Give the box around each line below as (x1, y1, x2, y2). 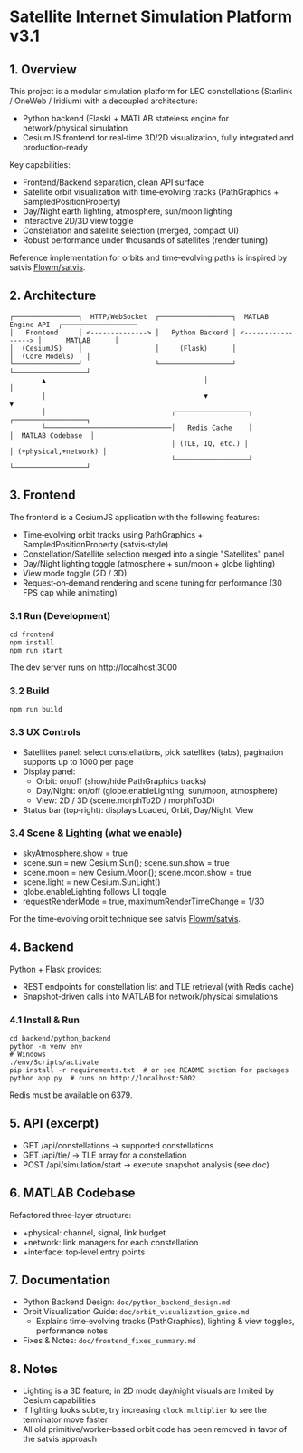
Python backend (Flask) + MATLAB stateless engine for (22, 113, 229, 123)
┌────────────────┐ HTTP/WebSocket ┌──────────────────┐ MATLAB (9, 312, 270, 321)
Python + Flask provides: (9, 964, 102, 974)
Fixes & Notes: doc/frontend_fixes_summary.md (22, 1335, 196, 1346)
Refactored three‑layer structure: (9, 1209, 132, 1220)
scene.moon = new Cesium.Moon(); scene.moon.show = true (22, 867, 251, 877)
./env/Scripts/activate (9, 1058, 99, 1067)
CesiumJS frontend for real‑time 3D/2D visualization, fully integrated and (22, 132, 294, 142)
